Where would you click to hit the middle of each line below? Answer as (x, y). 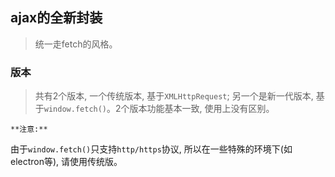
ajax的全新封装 (56, 18)
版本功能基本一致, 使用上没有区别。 (202, 109)
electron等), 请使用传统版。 (66, 162)
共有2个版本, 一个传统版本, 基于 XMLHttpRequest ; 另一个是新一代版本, (174, 96)
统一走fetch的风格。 (76, 44)
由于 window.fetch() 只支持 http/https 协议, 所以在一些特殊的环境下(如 (151, 149)
